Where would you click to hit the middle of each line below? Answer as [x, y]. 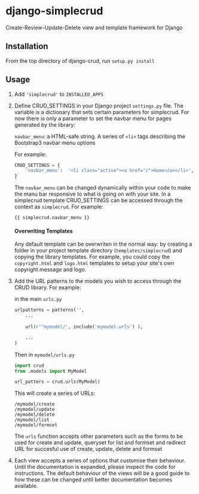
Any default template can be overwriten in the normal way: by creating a [103, 244]
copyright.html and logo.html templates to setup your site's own [94, 263]
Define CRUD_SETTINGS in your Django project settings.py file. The [99, 105]
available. [26, 486]
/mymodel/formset [36, 425]
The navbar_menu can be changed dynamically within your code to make [102, 188]
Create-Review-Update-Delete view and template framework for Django [94, 28]
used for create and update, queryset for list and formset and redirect [100, 443]
